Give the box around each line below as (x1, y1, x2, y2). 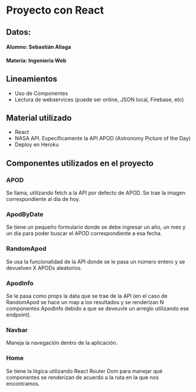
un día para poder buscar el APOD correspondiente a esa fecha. (6, 230, 162, 237)
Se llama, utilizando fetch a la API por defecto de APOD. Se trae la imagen (6, 189, 186, 196)
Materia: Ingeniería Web (6, 57, 67, 64)
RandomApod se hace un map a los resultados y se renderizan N (6, 298, 164, 305)
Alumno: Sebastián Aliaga (6, 44, 71, 51)
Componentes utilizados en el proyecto (6, 158, 153, 168)
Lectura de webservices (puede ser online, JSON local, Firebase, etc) (14, 95, 184, 103)
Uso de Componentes (14, 90, 68, 97)
